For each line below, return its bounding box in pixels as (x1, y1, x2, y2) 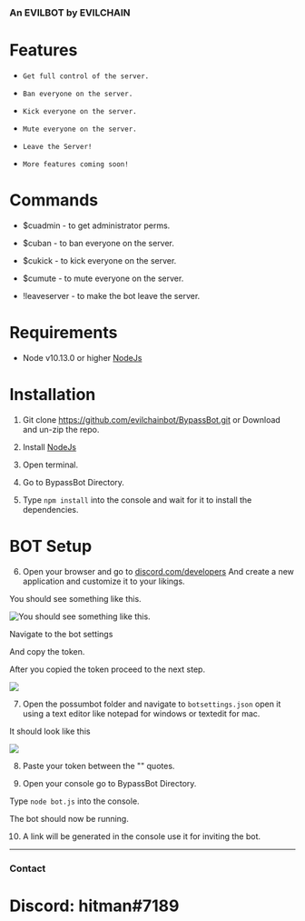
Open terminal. (22, 459, 79, 470)
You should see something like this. (9, 593, 143, 604)
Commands (9, 190, 99, 211)
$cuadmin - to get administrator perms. (22, 220, 171, 231)
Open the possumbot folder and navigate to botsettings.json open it (22, 698, 281, 709)
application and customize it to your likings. (22, 576, 185, 586)
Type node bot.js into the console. (9, 796, 140, 806)
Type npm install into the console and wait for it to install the (22, 494, 252, 506)
